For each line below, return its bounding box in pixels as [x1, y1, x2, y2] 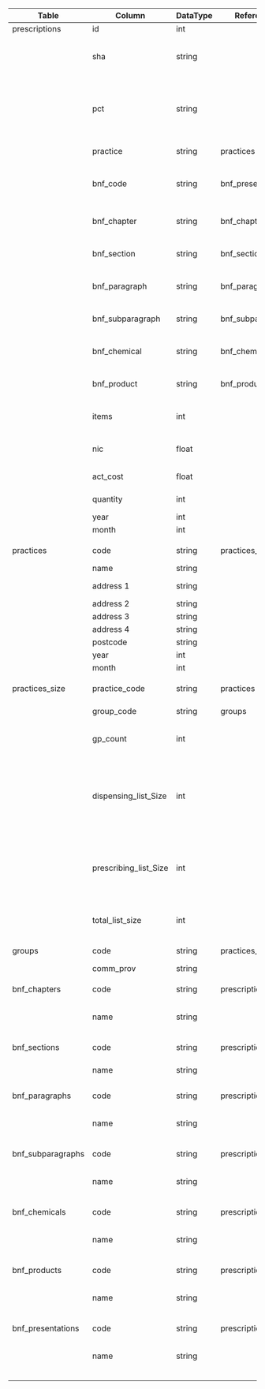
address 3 [91, 611, 130, 622]
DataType [176, 10, 213, 21]
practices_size [12, 683, 65, 693]
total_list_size [91, 915, 142, 925]
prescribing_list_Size [91, 863, 169, 873]
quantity [91, 494, 123, 504]
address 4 [91, 624, 130, 634]
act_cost [91, 471, 124, 482]
